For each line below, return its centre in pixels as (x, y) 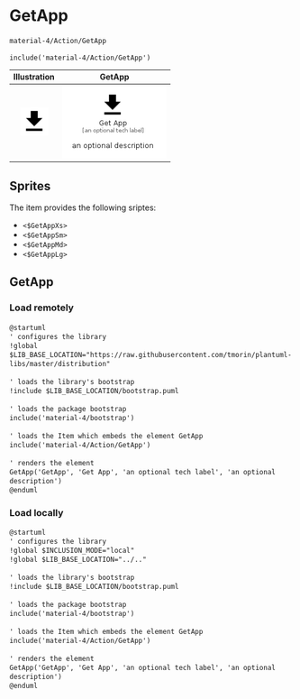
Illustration (34, 77)
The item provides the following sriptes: (83, 207)
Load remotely (42, 308)
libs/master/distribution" (60, 363)
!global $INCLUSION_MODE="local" (72, 550)
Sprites (30, 186)
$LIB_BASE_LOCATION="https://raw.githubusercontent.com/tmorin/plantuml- (151, 354)
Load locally (36, 512)
